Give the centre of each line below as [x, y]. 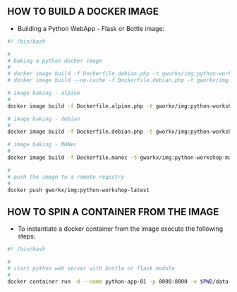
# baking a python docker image [55, 61]
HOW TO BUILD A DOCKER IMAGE [83, 12]
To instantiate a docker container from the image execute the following [120, 229]
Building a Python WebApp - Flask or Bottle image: [91, 28]
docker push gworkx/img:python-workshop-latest [79, 190]
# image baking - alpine [44, 93]
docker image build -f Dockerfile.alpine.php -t [80, 106]
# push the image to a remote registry [66, 177]
